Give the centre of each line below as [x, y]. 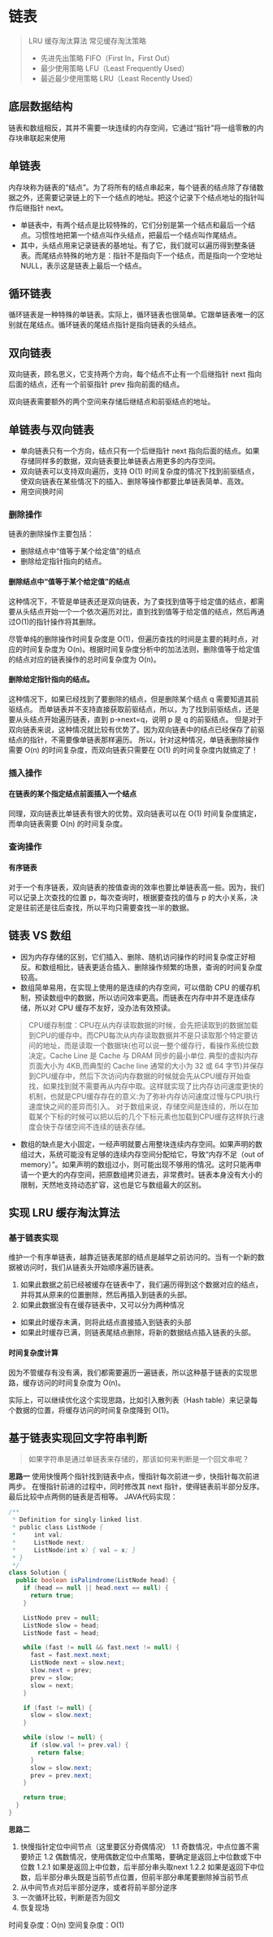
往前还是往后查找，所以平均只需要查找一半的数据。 [108, 907]
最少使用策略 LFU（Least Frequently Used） [115, 68]
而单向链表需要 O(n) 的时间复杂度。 [68, 824]
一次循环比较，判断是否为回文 [70, 1897]
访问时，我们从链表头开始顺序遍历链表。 [90, 1267]
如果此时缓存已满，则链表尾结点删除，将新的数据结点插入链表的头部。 [138, 1332]
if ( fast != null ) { [58, 1707]
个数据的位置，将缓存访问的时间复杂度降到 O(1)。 [91, 1410]
